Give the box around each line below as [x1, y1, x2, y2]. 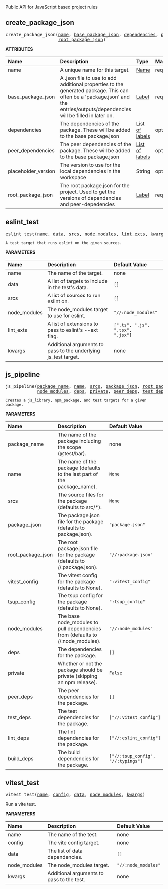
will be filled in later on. [60, 112, 114, 119]
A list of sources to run [47, 292, 101, 298]
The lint [57, 728, 76, 735]
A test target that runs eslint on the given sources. [5, 240, 122, 245]
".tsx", [113, 327, 132, 333]
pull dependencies [57, 625, 101, 632]
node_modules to [57, 619, 99, 626]
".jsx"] [113, 332, 132, 338]
